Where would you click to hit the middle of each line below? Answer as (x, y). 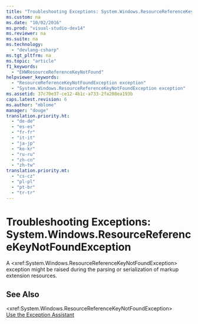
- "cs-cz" (23, 176)
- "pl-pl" (23, 182)
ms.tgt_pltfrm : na (29, 55)
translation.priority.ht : (38, 116)
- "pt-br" (23, 187)
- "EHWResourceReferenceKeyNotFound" (58, 72)
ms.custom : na (24, 17)
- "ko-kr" (23, 149)
